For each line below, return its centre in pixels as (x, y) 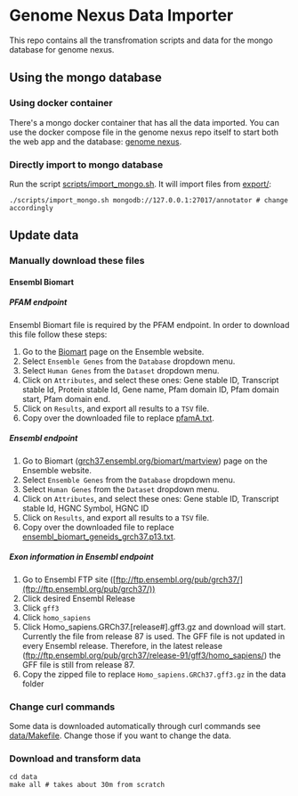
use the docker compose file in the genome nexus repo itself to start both (144, 132)
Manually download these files (77, 261)
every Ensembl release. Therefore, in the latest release (122, 645)
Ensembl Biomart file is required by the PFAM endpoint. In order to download (149, 324)
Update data (44, 236)
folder (33, 684)
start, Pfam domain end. (66, 398)
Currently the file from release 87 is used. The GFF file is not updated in (153, 636)
